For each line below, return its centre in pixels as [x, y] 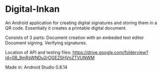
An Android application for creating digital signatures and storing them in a [81, 23]
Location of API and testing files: [38, 52]
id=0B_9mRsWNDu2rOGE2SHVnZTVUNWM [50, 57]
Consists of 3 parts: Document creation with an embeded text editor [75, 37]
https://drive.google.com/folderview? [110, 52]
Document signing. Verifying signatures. [46, 42]
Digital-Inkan [32, 9]
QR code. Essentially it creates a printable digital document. [66, 28]
